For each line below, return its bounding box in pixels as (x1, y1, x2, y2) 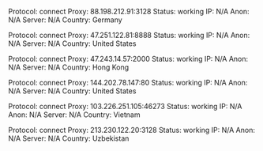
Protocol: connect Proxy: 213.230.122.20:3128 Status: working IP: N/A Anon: (8, 126, 255, 134)
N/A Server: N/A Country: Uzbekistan (8, 134, 130, 143)
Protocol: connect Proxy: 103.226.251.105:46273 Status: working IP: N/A (8, 102, 242, 111)
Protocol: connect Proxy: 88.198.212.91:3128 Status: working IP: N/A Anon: (8, 7, 250, 16)
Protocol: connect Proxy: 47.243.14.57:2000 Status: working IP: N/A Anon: (8, 55, 249, 63)
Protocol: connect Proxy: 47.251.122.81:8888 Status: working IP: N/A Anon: (8, 31, 250, 40)
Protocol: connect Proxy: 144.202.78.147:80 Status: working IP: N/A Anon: (8, 78, 248, 87)
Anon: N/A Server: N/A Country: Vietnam (8, 110, 141, 119)
